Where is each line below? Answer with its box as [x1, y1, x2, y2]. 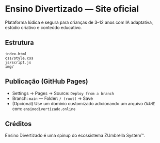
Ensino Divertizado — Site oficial [5, 3, 139, 15]
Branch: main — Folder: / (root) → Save [12, 95, 93, 101]
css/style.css [5, 56, 34, 61]
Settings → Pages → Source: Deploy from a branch [12, 90, 114, 96]
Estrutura [5, 39, 34, 47]
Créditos [5, 120, 32, 128]
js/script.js [5, 60, 32, 65]
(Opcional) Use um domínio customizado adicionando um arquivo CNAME [12, 100, 155, 106]
